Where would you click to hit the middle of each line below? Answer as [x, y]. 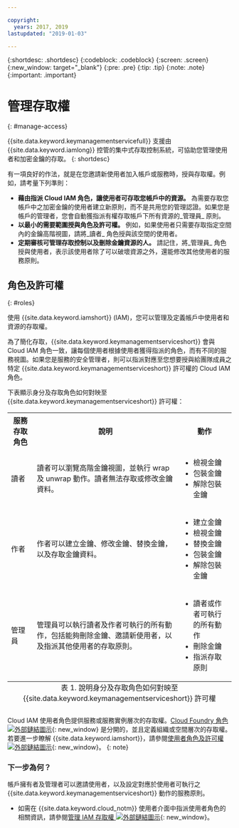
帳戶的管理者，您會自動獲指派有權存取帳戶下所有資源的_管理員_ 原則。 [121, 216]
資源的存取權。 [29, 327]
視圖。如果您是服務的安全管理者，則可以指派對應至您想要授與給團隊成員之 [122, 359]
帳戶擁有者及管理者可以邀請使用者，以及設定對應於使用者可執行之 [104, 784]
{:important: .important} [42, 75]
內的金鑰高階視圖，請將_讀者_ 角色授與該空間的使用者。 [99, 234]
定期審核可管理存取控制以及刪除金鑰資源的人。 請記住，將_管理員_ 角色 [122, 242]
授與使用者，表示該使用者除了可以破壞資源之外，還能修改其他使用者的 [121, 252]
